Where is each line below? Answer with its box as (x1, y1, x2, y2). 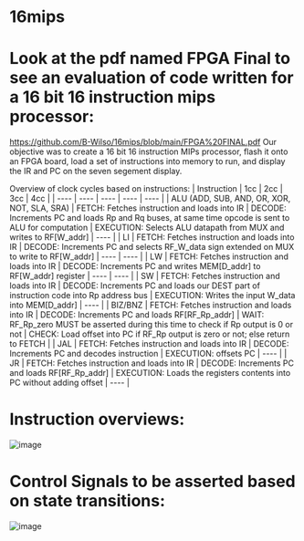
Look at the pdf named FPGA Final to (9, 48, 290, 69)
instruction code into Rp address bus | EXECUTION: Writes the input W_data (9, 290, 296, 301)
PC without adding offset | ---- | (9, 377, 131, 389)
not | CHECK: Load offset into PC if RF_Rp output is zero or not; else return (9, 328, 290, 339)
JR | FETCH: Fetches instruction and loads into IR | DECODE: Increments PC (9, 358, 295, 369)
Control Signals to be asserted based (9, 472, 297, 492)
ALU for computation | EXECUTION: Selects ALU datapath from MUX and (9, 222, 285, 234)
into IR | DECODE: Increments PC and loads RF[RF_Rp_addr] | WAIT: (9, 309, 265, 320)
